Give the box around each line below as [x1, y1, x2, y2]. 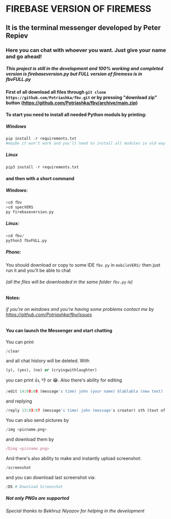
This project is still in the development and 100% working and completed [6, 66, 163, 72]
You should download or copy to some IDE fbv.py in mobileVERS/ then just [6, 262, 161, 268]
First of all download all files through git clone [6, 89, 106, 95]
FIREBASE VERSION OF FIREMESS [6, 3, 152, 15]
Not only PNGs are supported [6, 495, 69, 501]
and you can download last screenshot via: [6, 474, 96, 480]
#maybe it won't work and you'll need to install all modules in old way [6, 140, 166, 146]
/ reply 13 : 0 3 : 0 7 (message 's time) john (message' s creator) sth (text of [6, 408, 166, 413]
